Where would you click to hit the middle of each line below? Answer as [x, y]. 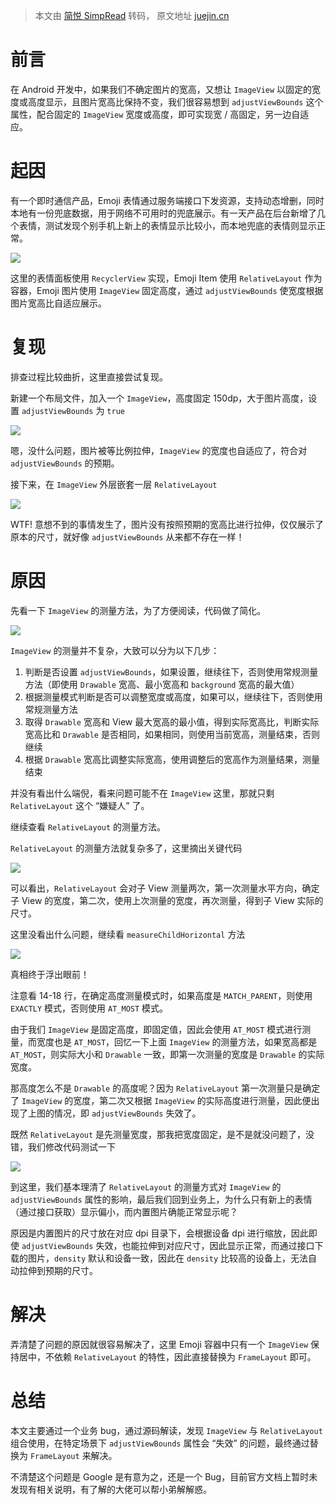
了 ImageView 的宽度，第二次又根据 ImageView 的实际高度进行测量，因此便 [161, 1100]
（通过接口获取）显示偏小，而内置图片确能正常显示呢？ [124, 1211]
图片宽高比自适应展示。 [58, 303]
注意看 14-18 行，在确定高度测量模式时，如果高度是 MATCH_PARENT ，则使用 [161, 995]
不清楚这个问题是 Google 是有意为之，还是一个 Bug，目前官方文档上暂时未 [164, 1476]
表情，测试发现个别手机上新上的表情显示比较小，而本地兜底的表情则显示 [167, 225]
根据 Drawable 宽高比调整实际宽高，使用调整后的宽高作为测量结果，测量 [172, 759]
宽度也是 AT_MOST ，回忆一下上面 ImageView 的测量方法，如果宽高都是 [177, 1041]
